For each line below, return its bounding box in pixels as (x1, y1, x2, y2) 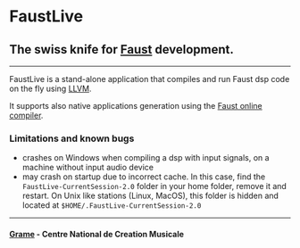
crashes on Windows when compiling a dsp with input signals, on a (21, 153, 270, 163)
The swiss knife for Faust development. (9, 42, 235, 57)
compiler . (9, 110, 44, 120)
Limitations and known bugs (9, 132, 135, 145)
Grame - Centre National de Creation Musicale (9, 228, 185, 239)
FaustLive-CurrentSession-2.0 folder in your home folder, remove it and (21, 181, 287, 192)
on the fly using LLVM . (9, 83, 92, 94)
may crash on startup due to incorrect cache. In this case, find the (21, 171, 266, 182)
